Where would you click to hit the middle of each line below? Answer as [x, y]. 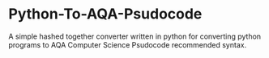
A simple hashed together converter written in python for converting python [135, 36]
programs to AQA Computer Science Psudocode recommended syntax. [128, 44]
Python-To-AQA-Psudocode [105, 14]
